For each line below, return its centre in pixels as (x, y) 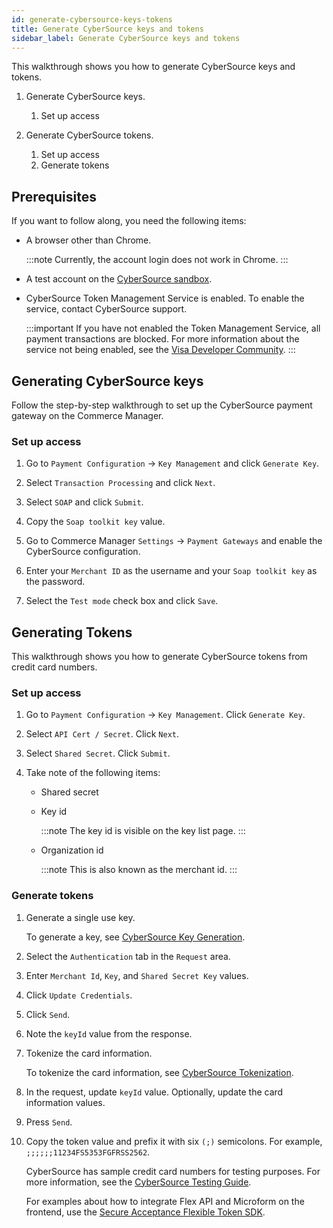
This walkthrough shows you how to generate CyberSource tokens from (159, 657)
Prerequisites (54, 196)
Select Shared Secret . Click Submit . (98, 753)
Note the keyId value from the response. (109, 1033)
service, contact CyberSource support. (106, 309)
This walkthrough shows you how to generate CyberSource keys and (153, 67)
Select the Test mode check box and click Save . (122, 601)
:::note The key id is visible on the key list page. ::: (143, 831)
